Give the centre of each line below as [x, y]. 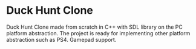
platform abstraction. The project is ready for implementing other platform [98, 33]
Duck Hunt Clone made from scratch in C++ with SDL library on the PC [95, 27]
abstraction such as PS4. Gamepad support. [61, 39]
